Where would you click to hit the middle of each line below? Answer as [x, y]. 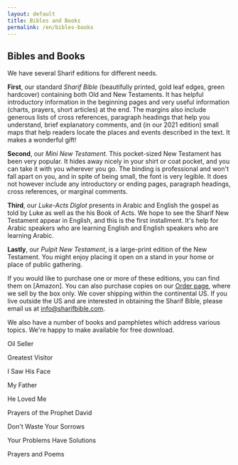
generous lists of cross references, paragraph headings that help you [109, 117]
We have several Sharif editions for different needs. [82, 73]
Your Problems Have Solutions [52, 440]
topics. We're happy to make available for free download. [91, 330]
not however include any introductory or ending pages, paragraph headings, [119, 184]
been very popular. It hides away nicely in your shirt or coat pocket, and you [119, 162]
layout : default [31, 14]
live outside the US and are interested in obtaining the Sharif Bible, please [115, 301]
